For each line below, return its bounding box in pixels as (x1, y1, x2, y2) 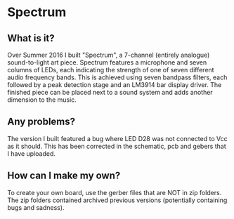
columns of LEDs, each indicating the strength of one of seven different (7, 66, 214, 74)
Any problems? (7, 116, 76, 128)
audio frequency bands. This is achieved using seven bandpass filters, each (7, 73, 228, 81)
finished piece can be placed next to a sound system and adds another (7, 88, 213, 96)
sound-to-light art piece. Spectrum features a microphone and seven (7, 58, 207, 67)
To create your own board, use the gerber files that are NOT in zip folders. (7, 188, 222, 197)
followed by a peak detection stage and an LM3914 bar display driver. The (7, 81, 222, 88)
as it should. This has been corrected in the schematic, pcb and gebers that (7, 142, 226, 150)
